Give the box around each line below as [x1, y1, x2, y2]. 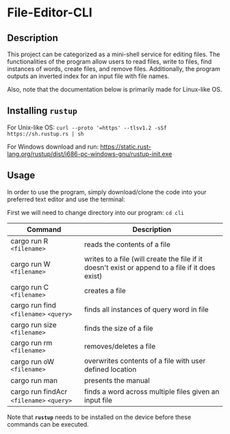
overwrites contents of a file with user [84, 356, 206, 366]
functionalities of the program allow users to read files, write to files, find [7, 58, 212, 66]
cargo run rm [10, 337, 53, 347]
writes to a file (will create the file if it [84, 254, 203, 264]
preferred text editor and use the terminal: [7, 195, 125, 203]
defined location [84, 364, 137, 374]
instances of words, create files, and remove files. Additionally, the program [7, 65, 220, 73]
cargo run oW [10, 357, 55, 366]
